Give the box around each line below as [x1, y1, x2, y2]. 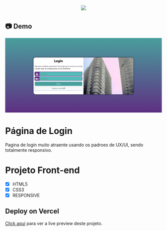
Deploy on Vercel [5, 207, 60, 216]
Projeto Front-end [5, 164, 80, 176]
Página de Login [5, 125, 73, 136]
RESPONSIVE [12, 192, 40, 198]
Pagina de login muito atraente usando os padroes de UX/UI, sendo [5, 142, 143, 148]
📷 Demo [5, 22, 32, 30]
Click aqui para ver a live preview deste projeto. [5, 220, 103, 226]
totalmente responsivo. [5, 147, 52, 153]
